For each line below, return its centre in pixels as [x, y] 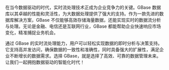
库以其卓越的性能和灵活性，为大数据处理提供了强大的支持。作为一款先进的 [82, 14]
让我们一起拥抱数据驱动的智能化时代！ [45, 62]
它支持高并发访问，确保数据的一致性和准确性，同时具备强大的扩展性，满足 [82, 50]
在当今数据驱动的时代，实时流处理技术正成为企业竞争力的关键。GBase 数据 [83, 7]
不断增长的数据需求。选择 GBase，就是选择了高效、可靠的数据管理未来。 [85, 56]
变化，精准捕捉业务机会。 [32, 32]
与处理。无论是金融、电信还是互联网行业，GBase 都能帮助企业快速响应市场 [83, 26]
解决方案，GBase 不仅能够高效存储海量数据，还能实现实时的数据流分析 [87, 20]
